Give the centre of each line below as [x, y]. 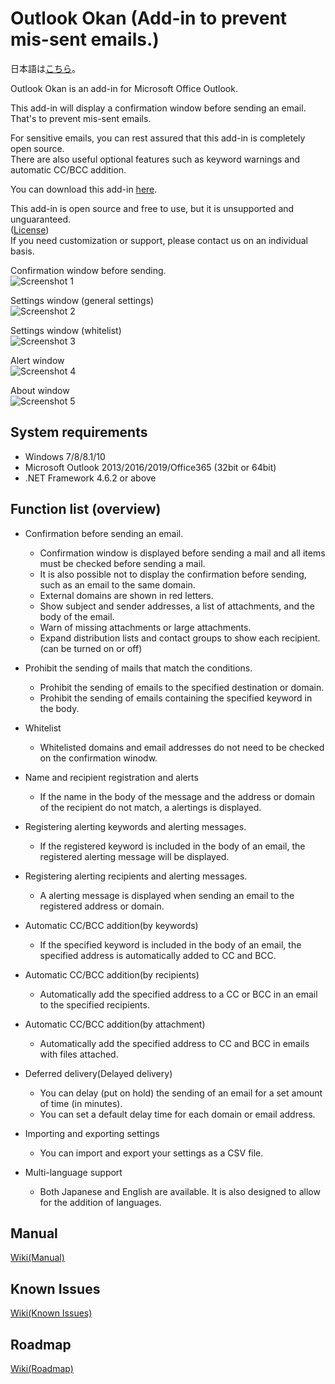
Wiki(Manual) [37, 1258]
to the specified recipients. [94, 1004]
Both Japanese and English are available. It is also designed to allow [180, 1191]
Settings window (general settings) [82, 300]
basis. [22, 251]
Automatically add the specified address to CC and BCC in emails [174, 1043]
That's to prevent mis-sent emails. [81, 118]
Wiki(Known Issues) [51, 1313]
